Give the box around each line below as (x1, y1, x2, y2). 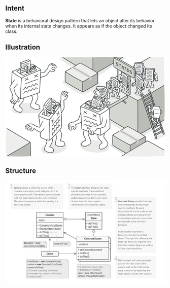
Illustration (5, 43, 41, 52)
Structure (5, 167, 37, 175)
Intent (5, 4, 24, 13)
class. (5, 28, 18, 34)
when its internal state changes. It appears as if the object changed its (5, 23, 152, 29)
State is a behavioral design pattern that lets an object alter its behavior (5, 17, 155, 23)
